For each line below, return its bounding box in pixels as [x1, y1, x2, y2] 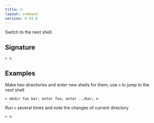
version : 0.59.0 [5, 16, 38, 21]
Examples [5, 69, 35, 77]
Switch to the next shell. [5, 29, 53, 35]
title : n [5, 7, 23, 12]
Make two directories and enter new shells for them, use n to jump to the [5, 82, 150, 87]
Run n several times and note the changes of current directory [5, 105, 129, 110]
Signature [5, 43, 35, 51]
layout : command [5, 12, 38, 16]
